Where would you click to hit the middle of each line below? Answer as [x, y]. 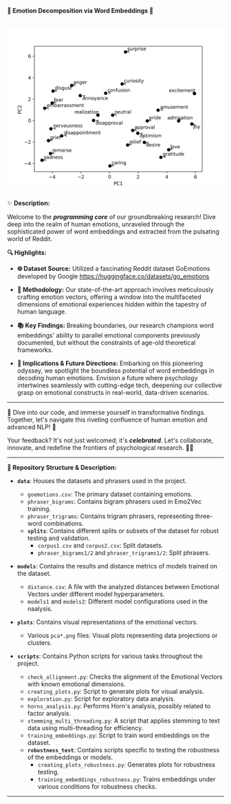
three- [204, 516]
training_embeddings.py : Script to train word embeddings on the [118, 735]
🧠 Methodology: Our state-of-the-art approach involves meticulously [115, 289]
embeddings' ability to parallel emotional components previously [109, 335]
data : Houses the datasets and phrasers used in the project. [102, 481]
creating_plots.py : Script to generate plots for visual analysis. [115, 691]
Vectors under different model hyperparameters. [96, 594]
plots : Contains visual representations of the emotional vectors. [107, 622]
